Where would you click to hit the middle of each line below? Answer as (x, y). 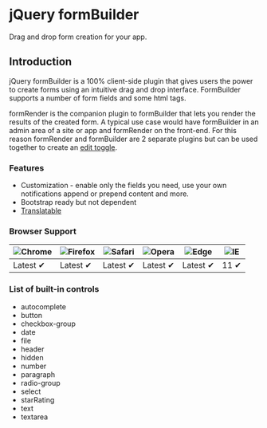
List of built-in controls (54, 289)
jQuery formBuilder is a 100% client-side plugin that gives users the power (131, 80)
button (31, 315)
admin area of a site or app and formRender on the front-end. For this (123, 130)
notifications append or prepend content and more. (105, 194)
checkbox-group (48, 324)
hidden (32, 357)
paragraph (38, 374)
